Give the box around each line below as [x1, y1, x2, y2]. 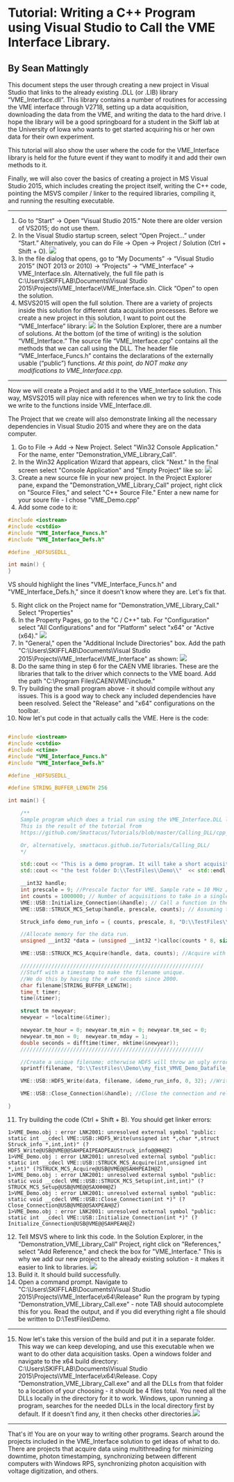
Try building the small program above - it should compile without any [17, 684, 215, 693]
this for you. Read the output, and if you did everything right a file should [17, 1307, 226, 1315]
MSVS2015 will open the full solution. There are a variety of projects [17, 299, 213, 307]
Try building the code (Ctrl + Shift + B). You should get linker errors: [17, 1115, 212, 1123]
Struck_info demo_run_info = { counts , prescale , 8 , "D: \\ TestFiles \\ [20, 918, 229, 925]
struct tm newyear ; [20, 1008, 77, 1014]
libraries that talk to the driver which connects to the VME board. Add [17, 670, 217, 678]
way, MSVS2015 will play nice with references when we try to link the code [8, 394, 222, 402]
